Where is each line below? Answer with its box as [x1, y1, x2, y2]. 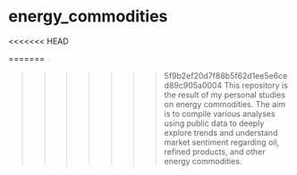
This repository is [224, 79, 288, 90]
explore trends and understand [164, 127, 278, 137]
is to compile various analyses [164, 108, 276, 119]
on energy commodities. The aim [164, 98, 285, 109]
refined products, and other [164, 146, 266, 157]
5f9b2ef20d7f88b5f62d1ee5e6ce [164, 70, 288, 81]
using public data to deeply [164, 118, 265, 129]
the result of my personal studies [164, 89, 285, 100]
